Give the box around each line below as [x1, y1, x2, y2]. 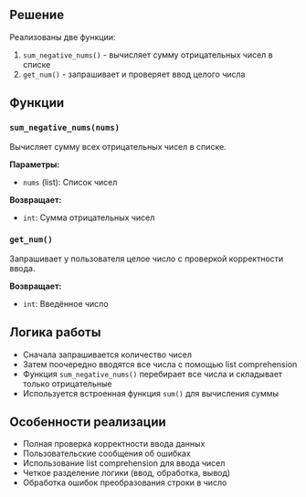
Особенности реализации [9, 415, 166, 429]
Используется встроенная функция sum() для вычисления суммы [22, 387, 280, 398]
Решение [9, 7, 65, 23]
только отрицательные [22, 378, 112, 389]
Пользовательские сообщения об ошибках [22, 448, 192, 460]
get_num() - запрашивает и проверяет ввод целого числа [22, 69, 246, 79]
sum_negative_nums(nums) [9, 122, 121, 133]
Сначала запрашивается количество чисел [22, 349, 193, 360]
